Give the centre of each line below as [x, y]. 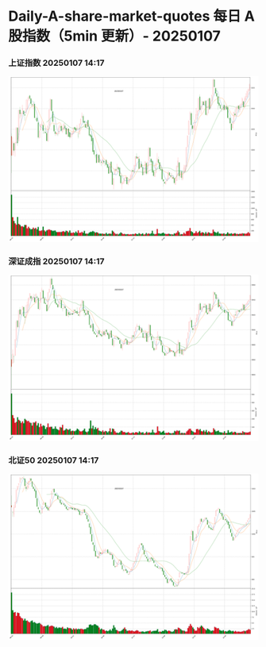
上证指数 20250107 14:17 [56, 63]
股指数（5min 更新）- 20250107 [114, 36]
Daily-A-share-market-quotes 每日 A [132, 16]
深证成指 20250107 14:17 [56, 261]
